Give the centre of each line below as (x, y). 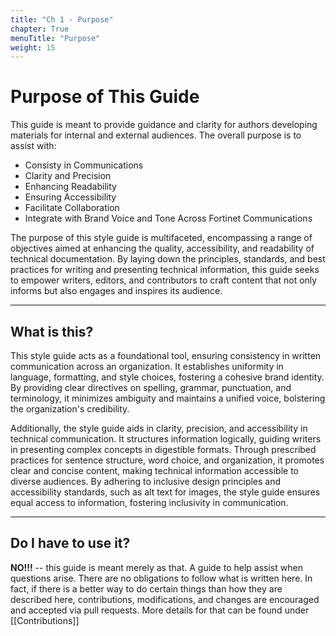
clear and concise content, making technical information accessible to (155, 470)
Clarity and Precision (68, 176)
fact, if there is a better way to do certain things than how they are (146, 588)
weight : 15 (33, 47)
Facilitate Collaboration (72, 208)
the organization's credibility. (70, 409)
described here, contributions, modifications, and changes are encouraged (165, 599)
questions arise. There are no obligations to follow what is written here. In (161, 578)
